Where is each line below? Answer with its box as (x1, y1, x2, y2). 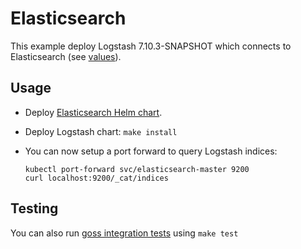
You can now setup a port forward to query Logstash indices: (24, 145, 278, 157)
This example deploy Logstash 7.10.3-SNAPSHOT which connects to (10, 40, 292, 52)
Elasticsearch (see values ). (10, 50, 122, 62)
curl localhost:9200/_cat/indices (24, 173, 169, 183)
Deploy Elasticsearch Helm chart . (24, 106, 163, 118)
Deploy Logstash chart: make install (24, 125, 178, 137)
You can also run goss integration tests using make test (10, 227, 239, 239)
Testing (10, 200, 59, 217)
